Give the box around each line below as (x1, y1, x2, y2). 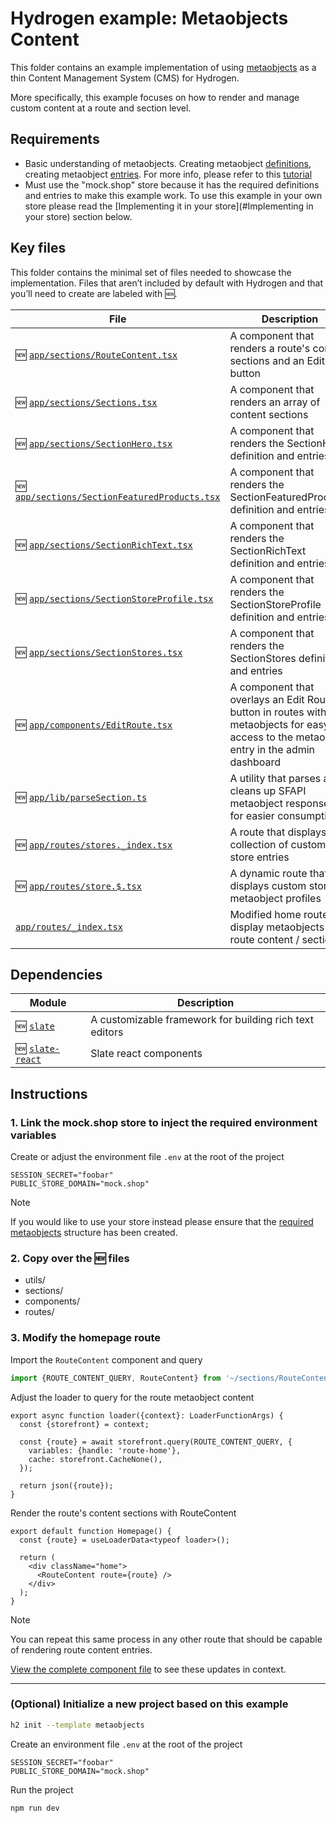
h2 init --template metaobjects (10, 1720, 145, 1730)
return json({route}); (19, 1480, 114, 1491)
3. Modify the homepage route (10, 1331, 162, 1345)
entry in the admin (229, 742, 316, 756)
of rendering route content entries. (10, 1643, 153, 1656)
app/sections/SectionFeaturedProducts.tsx (15, 491, 221, 502)
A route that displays (229, 825, 327, 839)
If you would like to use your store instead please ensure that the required (10, 1216, 314, 1228)
